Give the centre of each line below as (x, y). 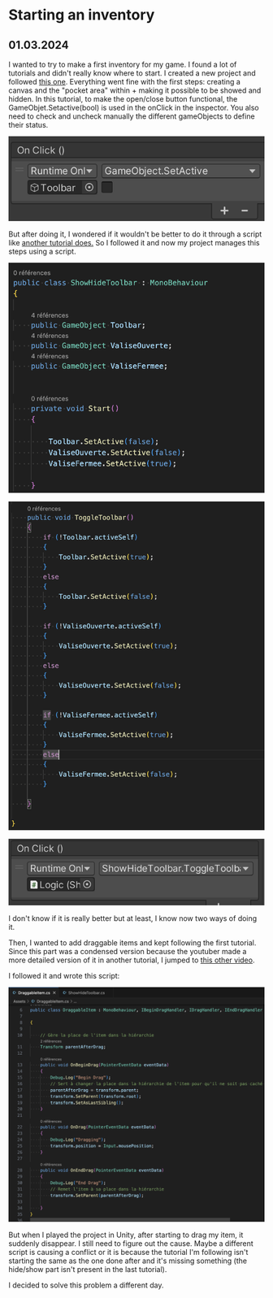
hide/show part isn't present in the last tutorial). (88, 1269)
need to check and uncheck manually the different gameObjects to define (132, 116)
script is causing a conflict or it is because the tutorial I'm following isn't (128, 1252)
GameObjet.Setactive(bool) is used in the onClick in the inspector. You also (134, 108)
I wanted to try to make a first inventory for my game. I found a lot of (123, 64)
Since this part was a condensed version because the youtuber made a (128, 952)
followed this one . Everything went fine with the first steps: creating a (125, 82)
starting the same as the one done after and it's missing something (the (128, 1261)
